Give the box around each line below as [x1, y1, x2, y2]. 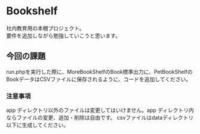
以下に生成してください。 [6, 121, 69, 129]
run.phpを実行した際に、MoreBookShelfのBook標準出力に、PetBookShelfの [6, 68, 193, 75]
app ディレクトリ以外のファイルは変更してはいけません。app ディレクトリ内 [6, 107, 194, 114]
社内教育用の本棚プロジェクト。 [6, 24, 85, 32]
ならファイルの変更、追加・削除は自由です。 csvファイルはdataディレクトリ [6, 114, 194, 121]
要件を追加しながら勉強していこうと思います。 [6, 32, 121, 39]
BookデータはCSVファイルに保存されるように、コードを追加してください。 [6, 76, 192, 83]
